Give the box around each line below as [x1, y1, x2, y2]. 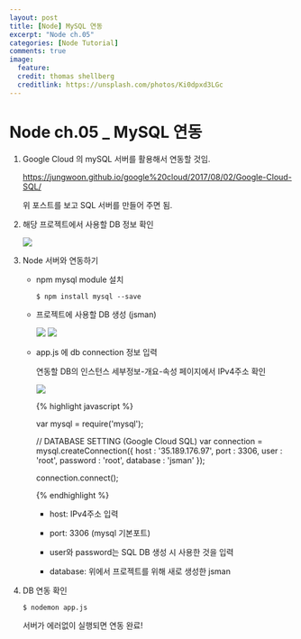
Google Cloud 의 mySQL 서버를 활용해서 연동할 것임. [22, 153, 211, 164]
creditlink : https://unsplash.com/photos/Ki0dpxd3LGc [17, 80, 223, 89]
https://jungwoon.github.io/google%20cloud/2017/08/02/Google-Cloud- [22, 171, 293, 182]
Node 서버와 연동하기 [22, 254, 99, 266]
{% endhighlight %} [35, 489, 110, 500]
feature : [17, 64, 50, 73]
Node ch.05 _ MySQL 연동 [9, 122, 203, 142]
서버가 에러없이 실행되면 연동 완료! [22, 619, 143, 631]
